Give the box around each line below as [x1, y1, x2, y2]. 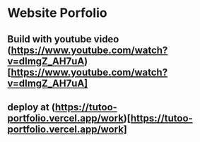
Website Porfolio [7, 5, 107, 21]
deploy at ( [7, 101, 55, 113]
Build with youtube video [7, 33, 119, 45]
